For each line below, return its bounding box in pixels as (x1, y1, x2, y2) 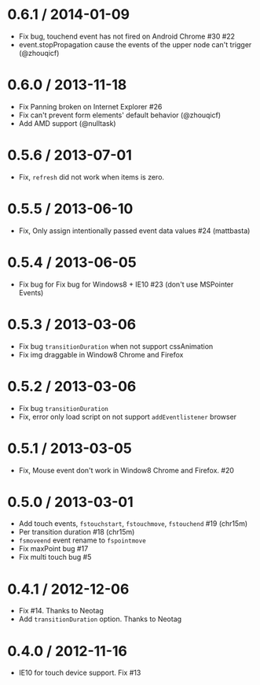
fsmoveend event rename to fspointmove (18, 535, 146, 545)
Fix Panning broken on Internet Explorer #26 (18, 102, 163, 111)
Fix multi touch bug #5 (18, 553, 92, 562)
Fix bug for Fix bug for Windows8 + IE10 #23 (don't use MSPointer (18, 280, 234, 289)
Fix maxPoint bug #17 (18, 544, 89, 554)
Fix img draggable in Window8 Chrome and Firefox (18, 350, 184, 359)
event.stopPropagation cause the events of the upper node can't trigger (18, 39, 252, 49)
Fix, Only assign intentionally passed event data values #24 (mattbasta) (18, 226, 251, 235)
